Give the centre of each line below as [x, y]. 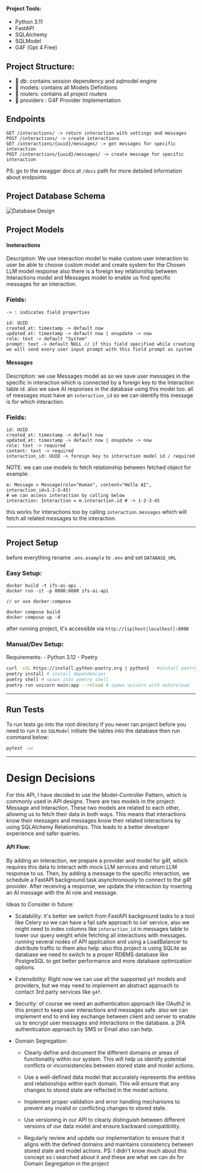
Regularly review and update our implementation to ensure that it [104, 1137]
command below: [28, 737]
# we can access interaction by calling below [66, 496]
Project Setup [32, 543]
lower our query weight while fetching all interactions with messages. [101, 935]
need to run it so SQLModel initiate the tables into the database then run [93, 730]
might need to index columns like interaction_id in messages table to [102, 928]
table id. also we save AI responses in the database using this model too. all [100, 389]
